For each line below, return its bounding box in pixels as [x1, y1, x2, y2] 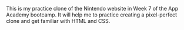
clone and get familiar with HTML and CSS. [6, 18, 111, 24]
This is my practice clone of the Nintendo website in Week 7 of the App [6, 5, 179, 12]
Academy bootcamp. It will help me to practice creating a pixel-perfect [6, 11, 178, 18]
